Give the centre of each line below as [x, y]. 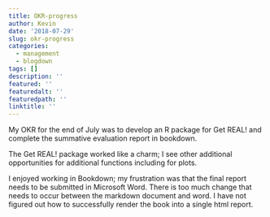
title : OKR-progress [44, 16]
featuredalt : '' [36, 91]
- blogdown [34, 62]
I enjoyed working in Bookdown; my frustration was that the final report [127, 179]
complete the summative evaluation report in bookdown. [103, 138]
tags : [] [23, 69]
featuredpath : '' [38, 99]
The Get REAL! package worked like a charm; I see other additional [120, 154]
